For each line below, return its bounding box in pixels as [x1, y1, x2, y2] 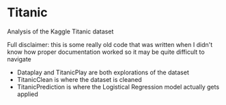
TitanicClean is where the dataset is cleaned [16, 75, 142, 83]
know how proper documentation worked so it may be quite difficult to [7, 48, 205, 56]
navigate [7, 55, 32, 63]
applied [16, 90, 39, 98]
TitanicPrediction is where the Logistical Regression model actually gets [16, 82, 220, 91]
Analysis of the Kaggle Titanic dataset [7, 27, 114, 35]
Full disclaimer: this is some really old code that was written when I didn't [7, 40, 213, 48]
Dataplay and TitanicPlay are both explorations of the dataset [16, 68, 189, 76]
